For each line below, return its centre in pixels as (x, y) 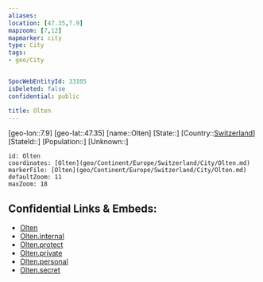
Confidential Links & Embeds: (83, 208)
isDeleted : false (37, 88)
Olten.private (41, 253)
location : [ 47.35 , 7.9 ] (46, 23)
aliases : (23, 16)
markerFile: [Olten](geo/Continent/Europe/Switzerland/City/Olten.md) (128, 170)
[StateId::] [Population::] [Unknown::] (68, 142)
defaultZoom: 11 (35, 177)
